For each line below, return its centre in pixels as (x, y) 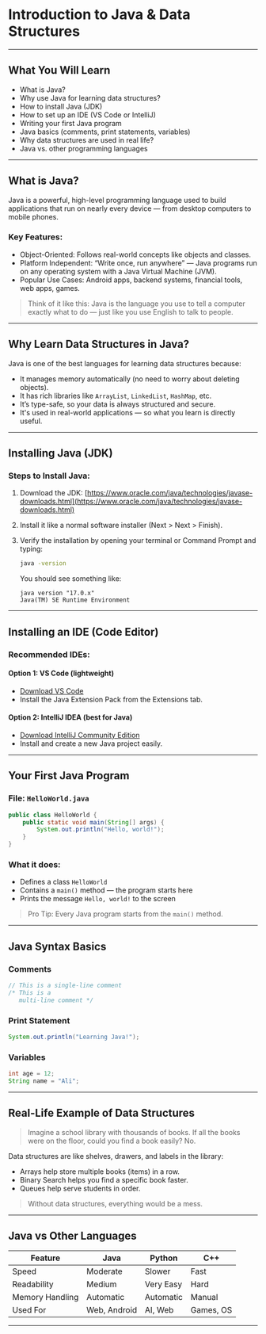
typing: (31, 549)
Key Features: (36, 237)
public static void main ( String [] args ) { (93, 822)
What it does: (34, 864)
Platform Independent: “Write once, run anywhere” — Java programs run (138, 262)
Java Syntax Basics (57, 946)
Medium (102, 1284)
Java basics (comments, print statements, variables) (105, 132)
